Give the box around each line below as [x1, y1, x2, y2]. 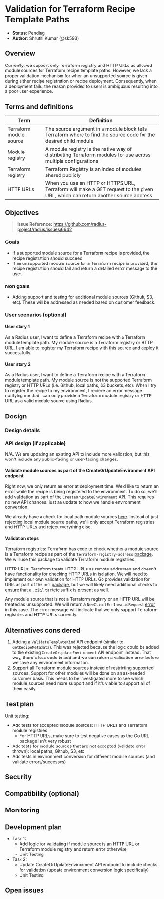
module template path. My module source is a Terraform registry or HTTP [5, 340, 153, 346]
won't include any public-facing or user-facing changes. [5, 456, 119, 462]
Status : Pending [12, 30, 45, 36]
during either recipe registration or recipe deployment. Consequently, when [5, 78, 157, 84]
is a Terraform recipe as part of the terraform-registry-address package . [5, 551, 153, 557]
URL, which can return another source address [45, 192, 153, 198]
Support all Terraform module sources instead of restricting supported [12, 665, 154, 671]
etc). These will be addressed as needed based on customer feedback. [12, 299, 156, 305]
